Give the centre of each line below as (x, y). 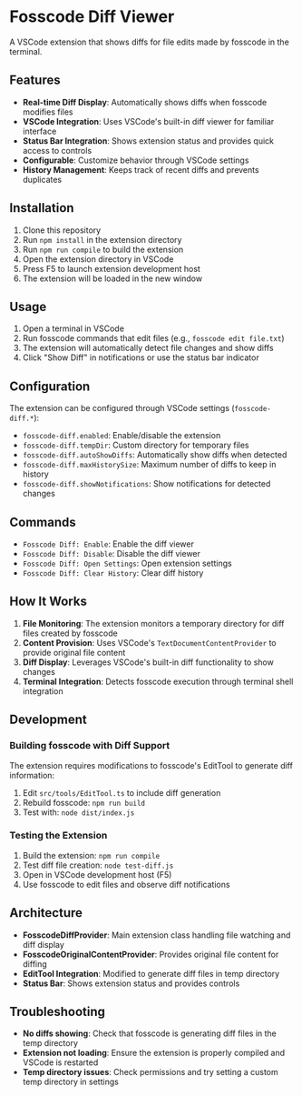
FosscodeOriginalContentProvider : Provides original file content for (151, 954)
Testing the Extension (58, 836)
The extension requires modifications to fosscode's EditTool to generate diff (151, 765)
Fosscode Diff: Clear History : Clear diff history (113, 573)
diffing (34, 964)
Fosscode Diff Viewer (92, 17)
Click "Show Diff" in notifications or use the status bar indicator (141, 357)
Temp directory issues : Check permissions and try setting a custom (150, 1072)
